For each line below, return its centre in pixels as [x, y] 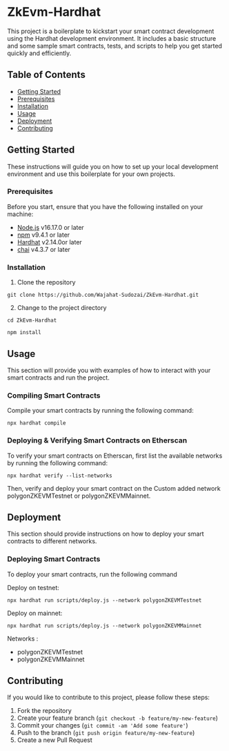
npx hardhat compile [37, 423]
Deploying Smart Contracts [54, 559]
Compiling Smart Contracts [54, 396]
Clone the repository [46, 282]
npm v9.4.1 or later [43, 235]
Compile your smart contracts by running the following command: [101, 411]
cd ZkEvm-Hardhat [32, 321]
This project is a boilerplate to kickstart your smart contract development [111, 31]
